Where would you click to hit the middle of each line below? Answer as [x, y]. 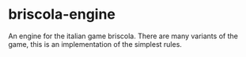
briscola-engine [62, 14]
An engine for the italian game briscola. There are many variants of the [123, 36]
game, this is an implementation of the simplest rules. [95, 44]
